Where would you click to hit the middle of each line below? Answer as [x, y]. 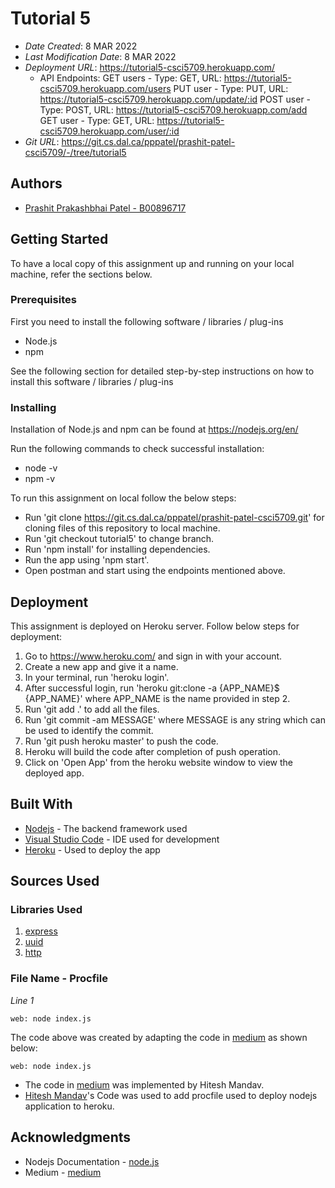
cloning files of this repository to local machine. [122, 528]
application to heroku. [69, 1106]
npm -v [40, 479]
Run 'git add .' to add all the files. [92, 709]
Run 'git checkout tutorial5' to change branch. [119, 539]
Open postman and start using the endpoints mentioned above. [155, 571]
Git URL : [42, 141]
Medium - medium [63, 1172]
